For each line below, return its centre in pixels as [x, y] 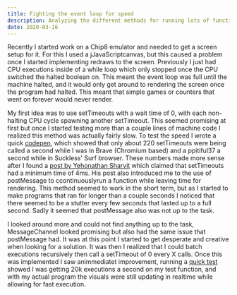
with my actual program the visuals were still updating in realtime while [110, 277]
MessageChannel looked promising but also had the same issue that [107, 232]
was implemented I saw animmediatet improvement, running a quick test [113, 262]
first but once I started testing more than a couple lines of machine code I [114, 128]
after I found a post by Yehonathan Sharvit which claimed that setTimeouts [116, 166]
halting [17, 121]
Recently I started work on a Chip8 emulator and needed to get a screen [112, 47]
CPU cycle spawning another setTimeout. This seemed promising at [127, 121]
